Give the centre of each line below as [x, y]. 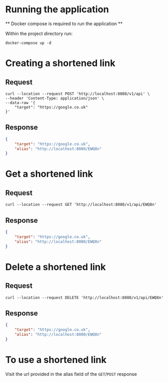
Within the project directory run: [39, 33]
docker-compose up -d [28, 43]
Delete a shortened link [56, 267]
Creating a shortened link [60, 63]
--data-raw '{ [20, 103]
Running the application [57, 9]
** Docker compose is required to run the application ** [64, 24]
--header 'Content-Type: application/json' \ [55, 98]
